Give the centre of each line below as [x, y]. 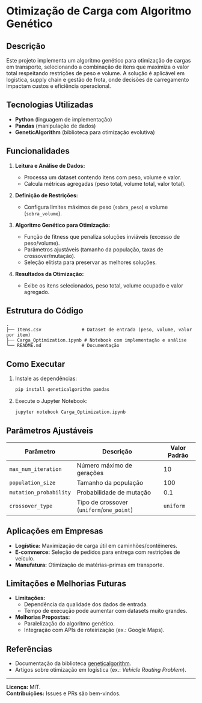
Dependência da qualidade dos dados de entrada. [86, 604]
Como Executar [36, 364]
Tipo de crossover [102, 502]
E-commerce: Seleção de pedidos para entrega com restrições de [97, 552]
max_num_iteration [35, 469]
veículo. [25, 558]
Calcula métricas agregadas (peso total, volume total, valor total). [105, 183]
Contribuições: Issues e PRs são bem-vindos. [63, 693]
